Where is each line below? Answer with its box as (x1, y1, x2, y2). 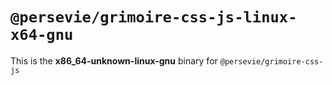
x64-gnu (10, 26, 74, 45)
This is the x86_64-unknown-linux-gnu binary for (10, 54, 218, 67)
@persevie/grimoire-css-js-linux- (10, 8, 298, 27)
